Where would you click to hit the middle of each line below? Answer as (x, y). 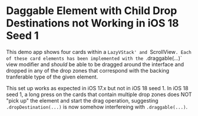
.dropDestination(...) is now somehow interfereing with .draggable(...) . (97, 107)
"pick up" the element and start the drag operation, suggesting (82, 100)
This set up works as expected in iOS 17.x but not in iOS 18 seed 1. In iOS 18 (97, 88)
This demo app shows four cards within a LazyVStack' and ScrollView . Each (99, 52)
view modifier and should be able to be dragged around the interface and (95, 64)
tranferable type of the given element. (52, 77)
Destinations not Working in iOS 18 (93, 23)
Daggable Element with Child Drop (92, 11)
